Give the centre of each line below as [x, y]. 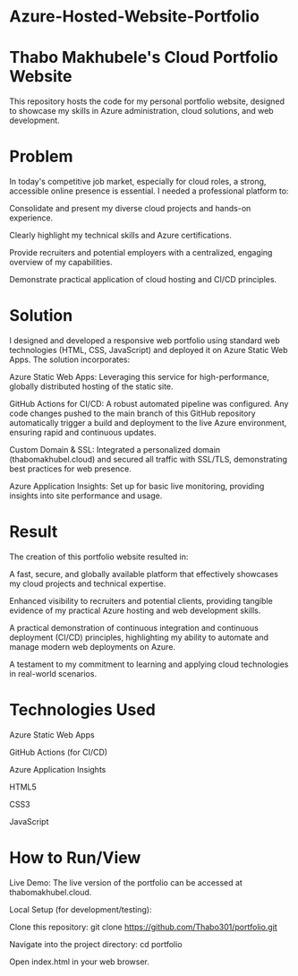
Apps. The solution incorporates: [70, 359]
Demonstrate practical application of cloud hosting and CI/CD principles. [143, 280]
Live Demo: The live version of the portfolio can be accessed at [126, 882]
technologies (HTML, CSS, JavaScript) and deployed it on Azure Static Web [149, 350]
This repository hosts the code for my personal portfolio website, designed [147, 101]
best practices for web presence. [70, 469]
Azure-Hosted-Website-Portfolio [134, 17]
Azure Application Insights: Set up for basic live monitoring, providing [137, 486]
